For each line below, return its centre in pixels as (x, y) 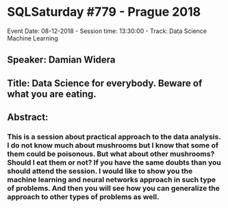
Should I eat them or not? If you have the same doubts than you (114, 163)
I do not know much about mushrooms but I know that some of (113, 146)
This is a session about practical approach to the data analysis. (114, 137)
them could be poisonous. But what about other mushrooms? (111, 154)
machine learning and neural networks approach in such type (112, 180)
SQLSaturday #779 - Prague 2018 (104, 12)
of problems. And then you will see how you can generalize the (114, 188)
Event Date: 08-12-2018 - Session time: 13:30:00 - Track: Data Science (107, 31)
